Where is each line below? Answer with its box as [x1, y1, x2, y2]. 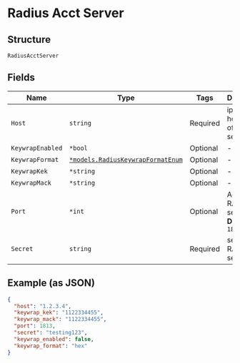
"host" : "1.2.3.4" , [14, 302, 72, 310]
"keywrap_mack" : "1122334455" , [14, 316, 107, 323]
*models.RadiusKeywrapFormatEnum [69, 155, 184, 163]
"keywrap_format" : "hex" [14, 342, 88, 349]
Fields [7, 71, 36, 83]
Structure [7, 34, 51, 46]
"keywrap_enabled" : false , [14, 335, 94, 343]
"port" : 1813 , [14, 322, 56, 329]
